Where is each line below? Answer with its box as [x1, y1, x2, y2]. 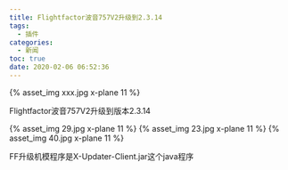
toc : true [9, 54, 46, 63]
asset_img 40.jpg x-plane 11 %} [9, 133, 125, 143]
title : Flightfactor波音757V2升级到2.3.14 [9, 12, 163, 22]
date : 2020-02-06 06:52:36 [9, 63, 110, 72]
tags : [9, 21, 29, 30]
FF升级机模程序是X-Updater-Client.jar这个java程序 [9, 150, 194, 161]
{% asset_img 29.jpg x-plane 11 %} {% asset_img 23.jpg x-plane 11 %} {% [9, 123, 280, 134]
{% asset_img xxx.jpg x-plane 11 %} [9, 86, 141, 98]
